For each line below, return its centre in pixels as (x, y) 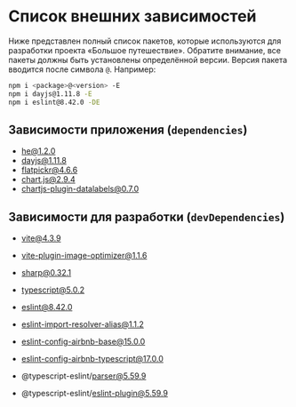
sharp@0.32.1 (46, 273)
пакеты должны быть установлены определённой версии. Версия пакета (148, 60)
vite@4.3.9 (41, 238)
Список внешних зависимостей (132, 16)
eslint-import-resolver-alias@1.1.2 (82, 324)
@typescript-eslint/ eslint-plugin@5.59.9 (94, 394)
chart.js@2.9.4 (48, 180)
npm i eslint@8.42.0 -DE (54, 102)
